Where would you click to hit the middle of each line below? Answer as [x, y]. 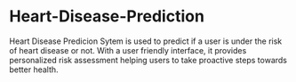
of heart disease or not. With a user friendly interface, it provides [128, 50]
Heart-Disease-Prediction [107, 16]
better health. [34, 70]
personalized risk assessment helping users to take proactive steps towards [148, 60]
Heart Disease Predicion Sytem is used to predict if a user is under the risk [146, 41]
